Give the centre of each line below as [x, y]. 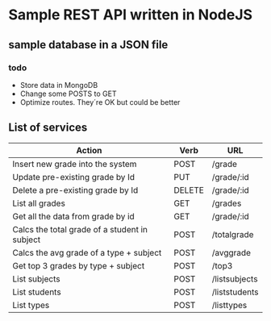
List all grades [39, 203]
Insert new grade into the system [75, 164]
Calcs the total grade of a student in [80, 229]
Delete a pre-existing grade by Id [75, 190]
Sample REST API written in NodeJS [130, 15]
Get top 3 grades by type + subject [79, 265]
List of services [48, 128]
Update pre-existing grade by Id [74, 177]
